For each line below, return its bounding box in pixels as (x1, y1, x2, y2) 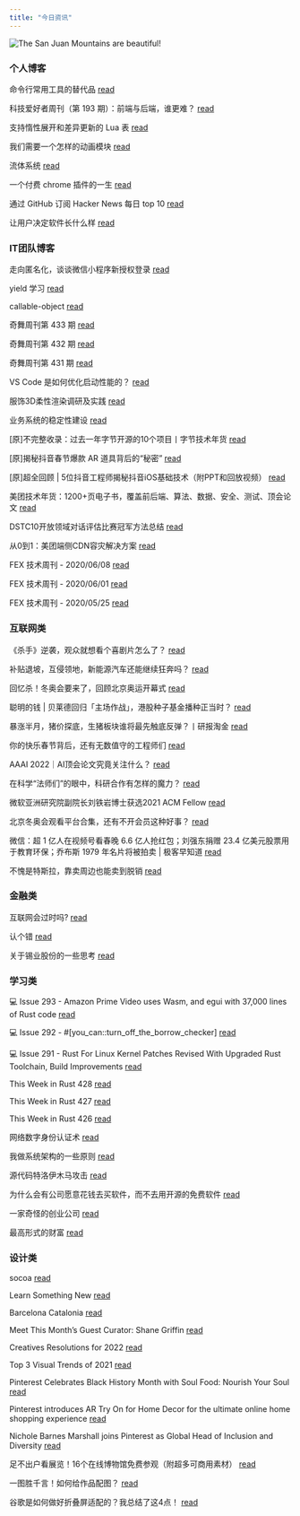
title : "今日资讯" (9, 13, 73, 22)
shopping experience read (9, 1414, 107, 1425)
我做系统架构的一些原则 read (9, 1151, 115, 1162)
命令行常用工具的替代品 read (9, 83, 115, 94)
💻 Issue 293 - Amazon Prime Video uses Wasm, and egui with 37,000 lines (9, 997, 287, 1007)
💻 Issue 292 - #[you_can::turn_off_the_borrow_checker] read (9, 1027, 236, 1038)
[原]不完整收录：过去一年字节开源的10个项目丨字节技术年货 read (9, 434, 246, 445)
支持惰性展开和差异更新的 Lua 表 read (9, 122, 149, 133)
